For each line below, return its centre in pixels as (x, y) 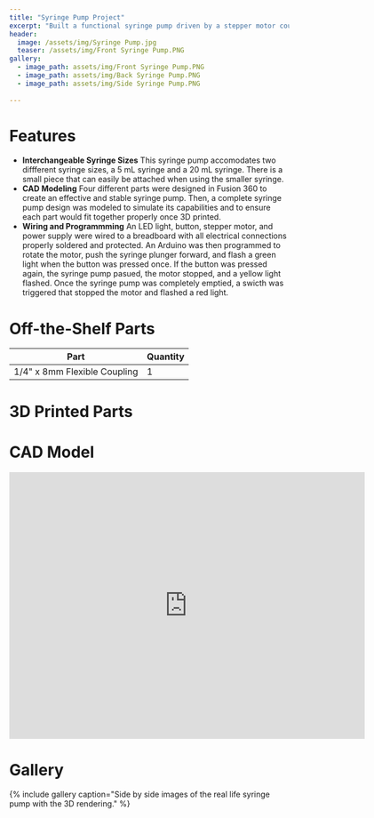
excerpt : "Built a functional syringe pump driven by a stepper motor (143, 26)
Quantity (165, 357)
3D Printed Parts (71, 411)
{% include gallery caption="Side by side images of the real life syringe (140, 794)
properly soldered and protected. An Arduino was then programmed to (151, 245)
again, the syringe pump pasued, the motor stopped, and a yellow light (151, 274)
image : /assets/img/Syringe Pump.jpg (87, 42)
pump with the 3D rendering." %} (70, 804)
